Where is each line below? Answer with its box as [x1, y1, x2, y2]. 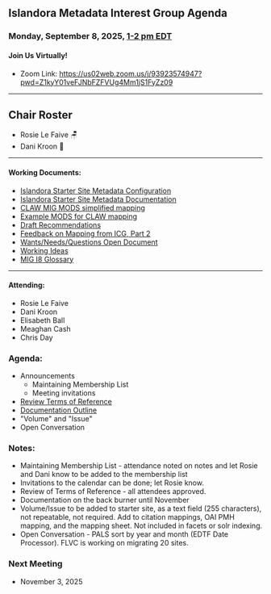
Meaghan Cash [19, 324, 71, 333]
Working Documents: [8, 167, 82, 177]
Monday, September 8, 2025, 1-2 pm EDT [8, 31, 173, 42]
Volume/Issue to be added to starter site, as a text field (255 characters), [19, 504, 262, 513]
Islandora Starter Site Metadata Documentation [19, 194, 177, 204]
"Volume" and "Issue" [19, 414, 93, 424]
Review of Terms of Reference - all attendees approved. [19, 487, 206, 496]
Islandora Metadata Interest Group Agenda [8, 6, 227, 20]
